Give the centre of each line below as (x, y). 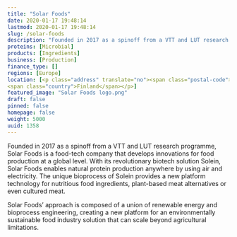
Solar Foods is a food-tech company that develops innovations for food (111, 154)
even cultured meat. (36, 191)
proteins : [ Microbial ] (41, 47)
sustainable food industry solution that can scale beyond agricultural (107, 219)
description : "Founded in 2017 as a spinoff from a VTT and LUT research (118, 40)
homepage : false (31, 112)
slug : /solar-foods (36, 34)
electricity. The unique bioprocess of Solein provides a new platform (107, 176)
